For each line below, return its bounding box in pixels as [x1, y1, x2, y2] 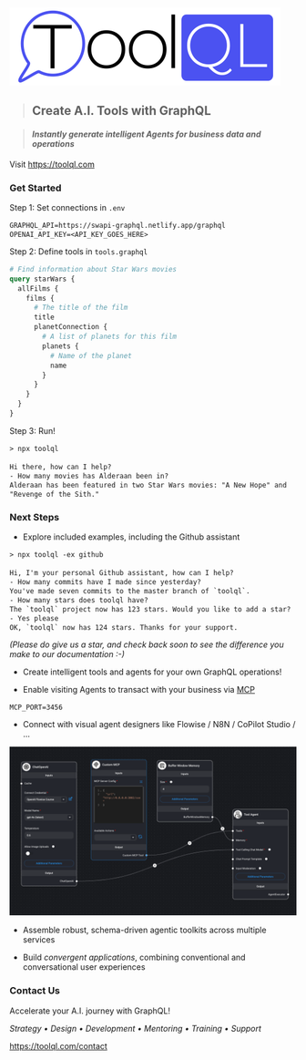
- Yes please [9, 614, 59, 623]
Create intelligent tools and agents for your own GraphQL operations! [22, 666, 282, 677]
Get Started [9, 181, 62, 194]
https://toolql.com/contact [9, 1040, 107, 1051]
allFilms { [17, 283, 59, 293]
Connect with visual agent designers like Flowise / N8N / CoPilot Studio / [22, 719, 296, 730]
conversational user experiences [22, 962, 146, 973]
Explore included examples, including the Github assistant [22, 531, 240, 542]
